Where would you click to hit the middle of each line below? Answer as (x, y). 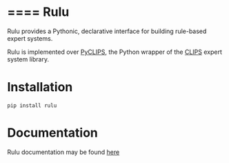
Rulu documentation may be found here (63, 152)
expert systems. (30, 38)
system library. (28, 59)
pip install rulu (32, 105)
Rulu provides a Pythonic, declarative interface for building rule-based (107, 31)
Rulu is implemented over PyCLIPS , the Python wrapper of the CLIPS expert (114, 52)
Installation (40, 87)
